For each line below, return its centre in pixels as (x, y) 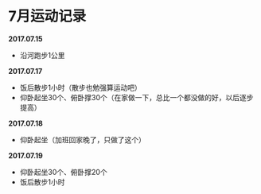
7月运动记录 (47, 16)
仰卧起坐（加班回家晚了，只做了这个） (82, 139)
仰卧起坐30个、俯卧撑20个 (63, 172)
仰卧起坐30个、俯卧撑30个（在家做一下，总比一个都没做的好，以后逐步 (136, 97)
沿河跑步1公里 (42, 55)
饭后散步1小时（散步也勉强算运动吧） (80, 87)
